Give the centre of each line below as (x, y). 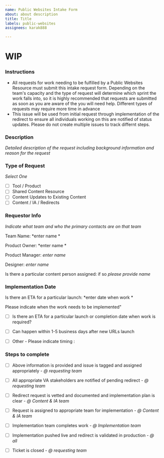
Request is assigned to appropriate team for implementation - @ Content (85, 410)
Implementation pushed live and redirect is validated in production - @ (83, 435)
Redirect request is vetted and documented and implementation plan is (83, 395)
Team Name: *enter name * (33, 236)
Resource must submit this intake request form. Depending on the (79, 88)
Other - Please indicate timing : (43, 342)
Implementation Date (31, 286)
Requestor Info (23, 216)
